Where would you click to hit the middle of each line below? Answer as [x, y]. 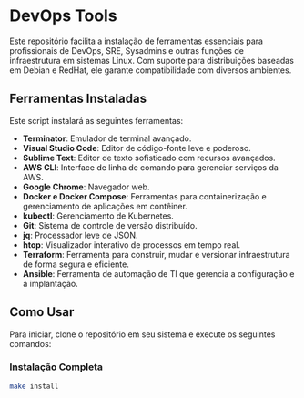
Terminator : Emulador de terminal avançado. [107, 138]
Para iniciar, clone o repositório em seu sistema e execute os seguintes [142, 334]
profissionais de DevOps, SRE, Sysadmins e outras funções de [127, 50]
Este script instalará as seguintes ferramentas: [96, 120]
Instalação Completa [56, 367]
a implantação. [51, 283]
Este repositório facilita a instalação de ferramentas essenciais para [137, 41]
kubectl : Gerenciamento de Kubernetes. [98, 216]
